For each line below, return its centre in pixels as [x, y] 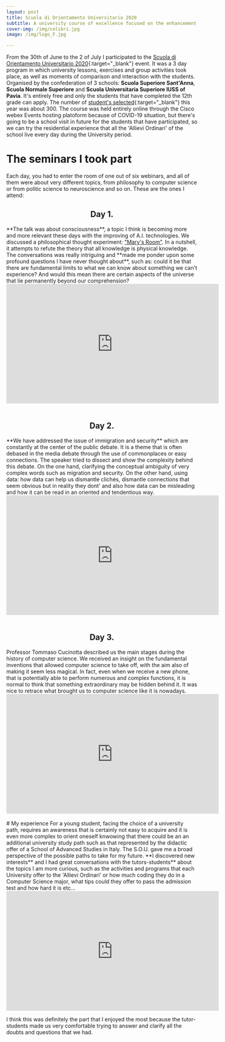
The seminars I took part [69, 159]
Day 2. [102, 426]
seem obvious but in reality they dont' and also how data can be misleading [101, 485]
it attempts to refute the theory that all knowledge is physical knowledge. [97, 248]
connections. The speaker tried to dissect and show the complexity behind [99, 460]
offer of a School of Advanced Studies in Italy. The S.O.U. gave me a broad [99, 849]
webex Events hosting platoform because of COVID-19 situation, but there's [101, 115]
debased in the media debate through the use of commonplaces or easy [96, 453]
